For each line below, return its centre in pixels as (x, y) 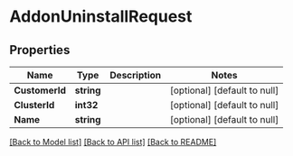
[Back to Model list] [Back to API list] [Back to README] (113, 142)
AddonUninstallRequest (101, 17)
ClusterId (34, 105)
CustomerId (40, 90)
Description (135, 75)
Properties (40, 50)
